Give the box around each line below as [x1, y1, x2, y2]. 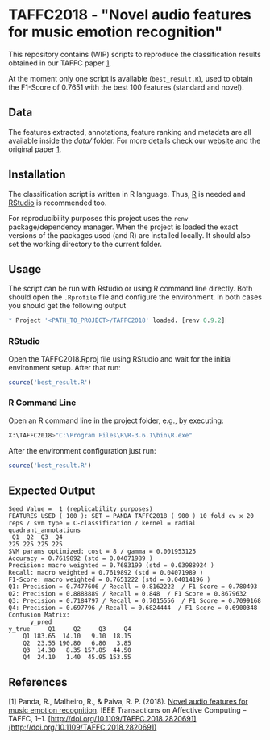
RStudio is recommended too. [8, 198, 107, 207]
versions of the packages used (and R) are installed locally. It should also [8, 230, 251, 240]
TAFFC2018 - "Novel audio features [8, 6, 251, 24]
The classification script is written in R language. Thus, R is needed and [8, 189, 246, 199]
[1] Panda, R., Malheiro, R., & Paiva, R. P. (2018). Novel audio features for [8, 696, 248, 707]
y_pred [29, 618, 52, 626]
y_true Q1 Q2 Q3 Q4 [8, 625, 131, 633]
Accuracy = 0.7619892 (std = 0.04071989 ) [8, 554, 153, 562]
